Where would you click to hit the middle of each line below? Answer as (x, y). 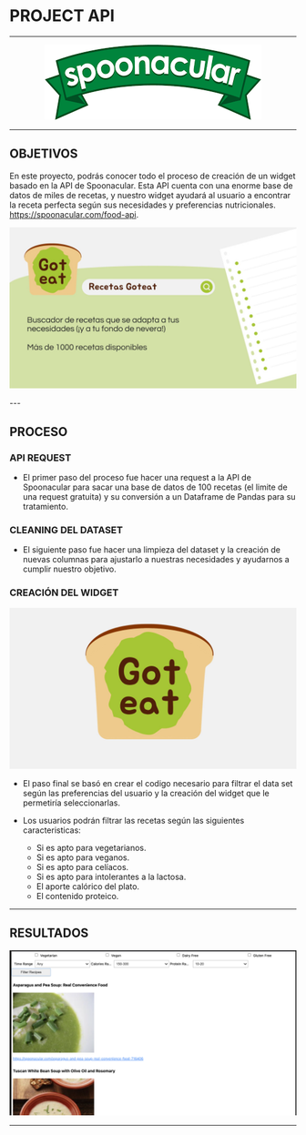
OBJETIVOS (44, 154)
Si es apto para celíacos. (82, 867)
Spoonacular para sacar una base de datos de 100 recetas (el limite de (155, 487)
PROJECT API (62, 16)
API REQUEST (41, 458)
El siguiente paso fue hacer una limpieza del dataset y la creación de (151, 550)
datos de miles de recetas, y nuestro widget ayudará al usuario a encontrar (150, 195)
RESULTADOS (49, 933)
